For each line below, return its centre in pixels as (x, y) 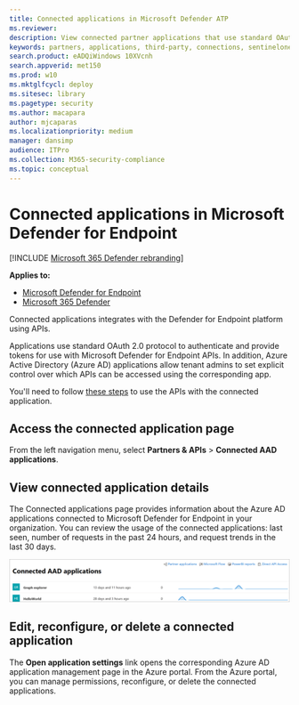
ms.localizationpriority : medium (71, 132)
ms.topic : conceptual (49, 169)
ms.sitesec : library (48, 93)
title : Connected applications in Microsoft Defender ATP (119, 19)
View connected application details (109, 487)
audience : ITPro (39, 150)
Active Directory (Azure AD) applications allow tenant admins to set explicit (147, 364)
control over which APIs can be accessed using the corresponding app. (140, 374)
